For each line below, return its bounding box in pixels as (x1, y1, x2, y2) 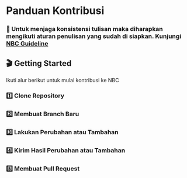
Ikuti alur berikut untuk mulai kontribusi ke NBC (6, 76, 119, 83)
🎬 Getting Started (6, 58, 72, 68)
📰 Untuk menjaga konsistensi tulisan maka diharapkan (6, 25, 164, 33)
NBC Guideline (6, 40, 49, 48)
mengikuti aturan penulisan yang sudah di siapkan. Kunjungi (6, 32, 182, 40)
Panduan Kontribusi (6, 4, 105, 18)
